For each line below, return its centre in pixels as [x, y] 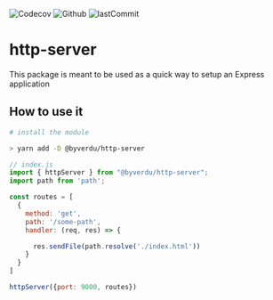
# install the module [49, 132]
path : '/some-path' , [63, 222]
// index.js [31, 165]
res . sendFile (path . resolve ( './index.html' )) [116, 246]
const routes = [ [41, 197]
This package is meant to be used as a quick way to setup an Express [137, 74]
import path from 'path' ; [57, 181]
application [30, 84]
